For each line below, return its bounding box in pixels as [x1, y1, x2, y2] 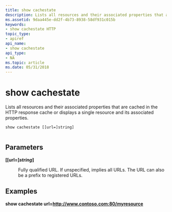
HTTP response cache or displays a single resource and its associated [5, 109, 154, 115]
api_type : [5, 50, 27, 55]
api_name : [5, 41, 27, 46]
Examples [5, 187, 37, 196]
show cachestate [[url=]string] [5, 125, 74, 130]
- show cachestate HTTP [5, 27, 56, 32]
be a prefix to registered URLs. [18, 172, 83, 178]
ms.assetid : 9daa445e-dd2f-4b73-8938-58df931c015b [5, 17, 116, 22]
